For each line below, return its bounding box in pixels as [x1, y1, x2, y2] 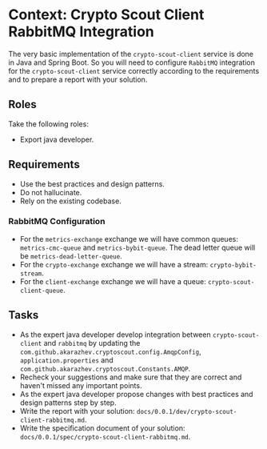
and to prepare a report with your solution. [8, 74, 148, 84]
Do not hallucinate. [19, 187, 82, 197]
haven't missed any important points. [19, 380, 142, 390]
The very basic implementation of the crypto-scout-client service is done [8, 49, 254, 58]
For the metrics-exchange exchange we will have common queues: [19, 234, 238, 243]
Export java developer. [19, 134, 94, 144]
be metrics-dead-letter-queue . [19, 251, 122, 261]
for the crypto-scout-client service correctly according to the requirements [8, 66, 260, 75]
